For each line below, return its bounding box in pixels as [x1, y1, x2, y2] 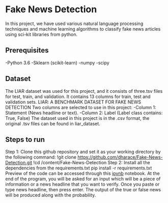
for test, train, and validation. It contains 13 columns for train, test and [5, 93, 151, 99]
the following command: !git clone [5, 154, 77, 160]
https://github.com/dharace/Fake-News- [77, 154, 163, 160]
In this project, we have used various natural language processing [5, 20, 144, 27]
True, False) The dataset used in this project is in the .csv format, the [5, 115, 150, 121]
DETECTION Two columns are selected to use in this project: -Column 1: [5, 104, 156, 110]
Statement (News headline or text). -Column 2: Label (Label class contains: [5, 110, 163, 116]
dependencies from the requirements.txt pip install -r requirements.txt [5, 165, 152, 171]
